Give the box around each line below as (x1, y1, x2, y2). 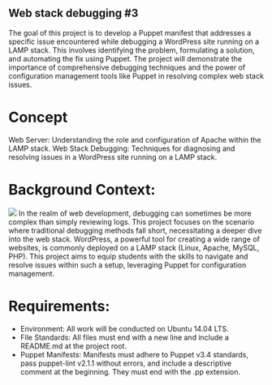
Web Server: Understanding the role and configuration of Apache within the (8, 135, 261, 144)
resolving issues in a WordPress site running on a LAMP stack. (8, 152, 218, 161)
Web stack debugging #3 (8, 6, 139, 20)
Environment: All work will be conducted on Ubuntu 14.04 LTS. (19, 323, 229, 333)
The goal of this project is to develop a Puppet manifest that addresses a (8, 28, 252, 37)
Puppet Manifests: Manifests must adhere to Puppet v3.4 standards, (19, 349, 249, 359)
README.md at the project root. (19, 340, 127, 351)
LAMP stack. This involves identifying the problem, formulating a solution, (8, 45, 255, 55)
